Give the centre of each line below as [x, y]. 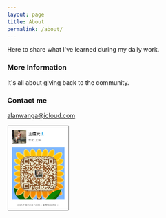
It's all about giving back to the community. [68, 82]
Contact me [27, 100]
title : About [26, 22]
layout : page [26, 14]
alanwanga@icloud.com [41, 115]
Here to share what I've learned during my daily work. [83, 50]
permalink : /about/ [35, 29]
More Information [37, 68]
